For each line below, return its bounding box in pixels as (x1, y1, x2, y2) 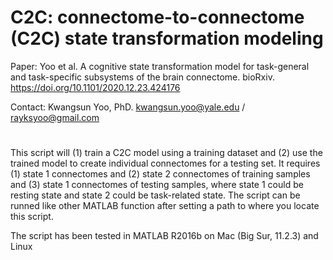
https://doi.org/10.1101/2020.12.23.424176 (10, 81, 181, 93)
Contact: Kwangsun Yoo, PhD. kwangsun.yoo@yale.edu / (10, 101, 246, 113)
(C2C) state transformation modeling (10, 27, 324, 50)
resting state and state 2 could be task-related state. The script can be (10, 189, 301, 201)
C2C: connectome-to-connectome (10, 6, 305, 29)
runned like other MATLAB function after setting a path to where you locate (10, 200, 320, 212)
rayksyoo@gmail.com (10, 111, 100, 123)
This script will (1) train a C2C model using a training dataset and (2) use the (10, 147, 323, 159)
